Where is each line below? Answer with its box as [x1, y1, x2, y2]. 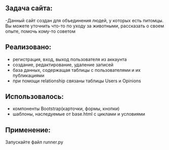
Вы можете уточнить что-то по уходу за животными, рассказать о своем [5, 23, 164, 29]
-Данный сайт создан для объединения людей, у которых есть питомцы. [5, 17, 163, 23]
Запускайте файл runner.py [5, 139, 63, 145]
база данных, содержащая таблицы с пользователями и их [12, 67, 141, 73]
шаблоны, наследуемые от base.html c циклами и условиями [12, 111, 145, 117]
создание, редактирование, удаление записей [12, 62, 114, 68]
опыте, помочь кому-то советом [5, 28, 76, 34]
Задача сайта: [5, 4, 53, 13]
